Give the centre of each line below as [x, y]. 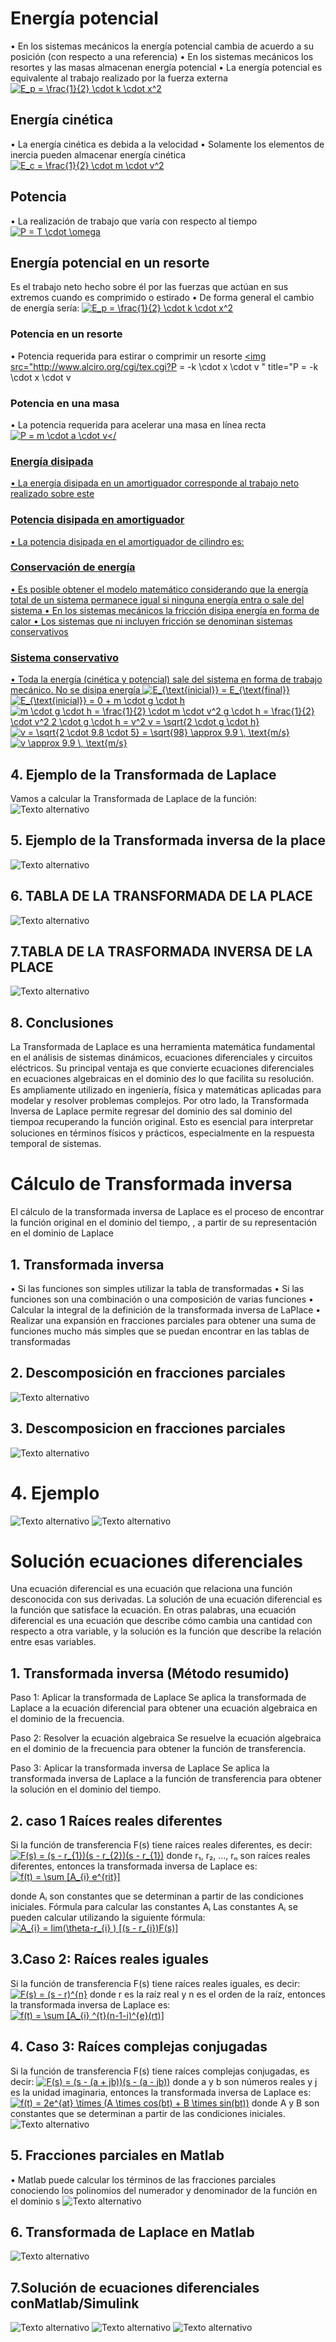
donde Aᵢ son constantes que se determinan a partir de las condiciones [157, 1896]
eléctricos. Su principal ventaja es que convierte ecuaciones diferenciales [162, 1068]
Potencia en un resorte [66, 334]
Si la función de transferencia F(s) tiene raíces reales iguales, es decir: [155, 1983]
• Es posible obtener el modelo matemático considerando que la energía [159, 589]
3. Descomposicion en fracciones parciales [148, 1428]
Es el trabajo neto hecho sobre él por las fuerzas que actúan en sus [149, 287]
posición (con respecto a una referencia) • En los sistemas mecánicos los [162, 56]
